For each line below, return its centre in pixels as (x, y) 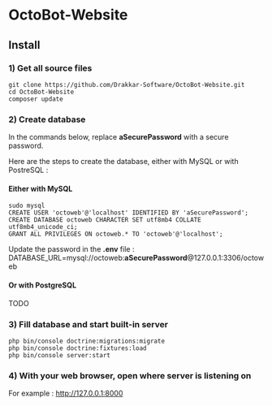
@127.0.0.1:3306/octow (226, 258)
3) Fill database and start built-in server (89, 324)
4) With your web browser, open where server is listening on (130, 375)
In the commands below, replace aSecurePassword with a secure (119, 137)
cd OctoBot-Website (41, 92)
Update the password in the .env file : (71, 249)
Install (24, 45)
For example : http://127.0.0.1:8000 (66, 393)
